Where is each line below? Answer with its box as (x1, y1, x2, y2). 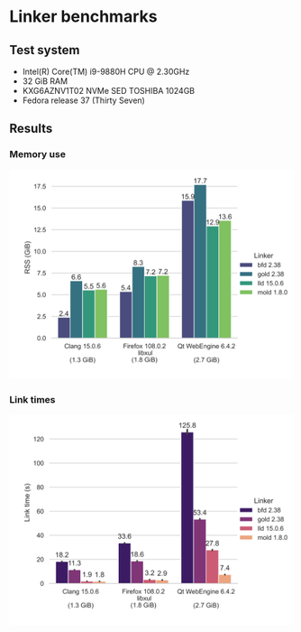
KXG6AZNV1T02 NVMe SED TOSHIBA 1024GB (22, 86, 196, 96)
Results (9, 121, 53, 136)
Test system (9, 42, 80, 58)
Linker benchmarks (9, 6, 158, 27)
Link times (9, 394, 56, 406)
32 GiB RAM (22, 76, 68, 87)
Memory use (9, 148, 66, 161)
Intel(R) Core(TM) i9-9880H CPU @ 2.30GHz (22, 66, 190, 77)
